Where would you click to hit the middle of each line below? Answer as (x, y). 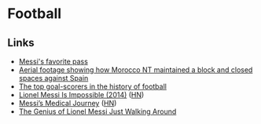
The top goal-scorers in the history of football (92, 86)
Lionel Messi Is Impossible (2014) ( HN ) (81, 95)
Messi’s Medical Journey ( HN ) (68, 103)
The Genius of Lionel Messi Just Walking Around (97, 111)
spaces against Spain (53, 78)
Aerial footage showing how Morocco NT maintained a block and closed (136, 70)
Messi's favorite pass (53, 61)
